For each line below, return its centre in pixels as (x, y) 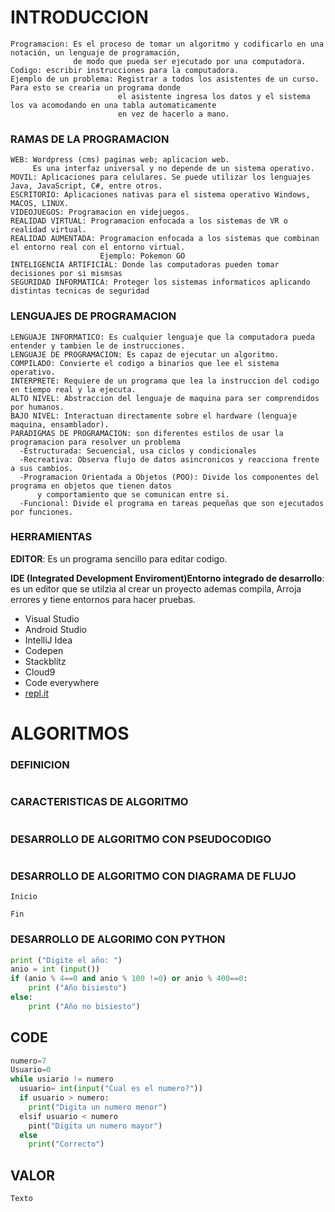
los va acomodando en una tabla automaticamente (113, 105)
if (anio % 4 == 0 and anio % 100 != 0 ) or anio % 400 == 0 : (129, 979)
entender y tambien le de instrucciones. (98, 346)
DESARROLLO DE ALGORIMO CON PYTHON (118, 939)
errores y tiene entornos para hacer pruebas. (103, 599)
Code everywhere (62, 682)
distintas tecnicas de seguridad (80, 291)
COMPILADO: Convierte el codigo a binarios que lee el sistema (145, 363)
